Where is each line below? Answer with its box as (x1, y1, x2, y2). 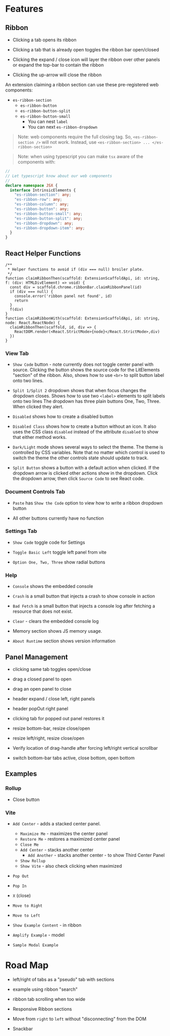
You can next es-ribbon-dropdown (27, 124, 98, 130)
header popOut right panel (12, 705, 69, 712)
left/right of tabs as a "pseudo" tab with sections (12, 976, 115, 982)
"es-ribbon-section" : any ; (14, 192, 72, 197)
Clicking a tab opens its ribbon (12, 37, 77, 43)
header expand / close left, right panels (12, 695, 95, 702)
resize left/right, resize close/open (12, 735, 85, 741)
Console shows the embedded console (12, 583, 93, 589)
